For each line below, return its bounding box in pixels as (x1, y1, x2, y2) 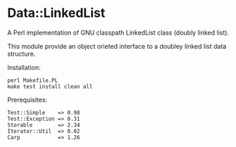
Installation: (7, 63, 41, 71)
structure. (7, 49, 36, 58)
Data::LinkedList (7, 5, 106, 21)
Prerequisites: (7, 95, 48, 104)
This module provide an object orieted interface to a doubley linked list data (7, 42, 227, 50)
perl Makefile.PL (7, 76, 58, 84)
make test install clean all (7, 83, 93, 90)
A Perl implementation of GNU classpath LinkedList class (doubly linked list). (7, 28, 230, 37)
